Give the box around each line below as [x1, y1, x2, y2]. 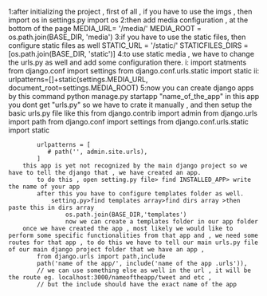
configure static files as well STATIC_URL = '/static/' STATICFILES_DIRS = [8, 41, 249, 50]
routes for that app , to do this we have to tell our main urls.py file [8, 239, 259, 247]
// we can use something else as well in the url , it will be [37, 266, 251, 274]
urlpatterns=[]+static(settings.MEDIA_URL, [8, 75, 148, 84]
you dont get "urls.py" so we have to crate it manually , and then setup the [8, 100, 253, 109]
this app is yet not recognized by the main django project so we [22, 162, 248, 170]
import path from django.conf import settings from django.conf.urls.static [8, 117, 249, 126]
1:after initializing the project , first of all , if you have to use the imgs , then [8, 7, 253, 16]
